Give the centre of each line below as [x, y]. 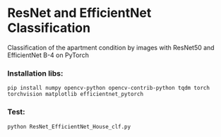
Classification [49, 28]
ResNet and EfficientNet [79, 13]
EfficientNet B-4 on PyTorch [48, 55]
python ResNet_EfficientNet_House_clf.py [69, 126]
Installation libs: [35, 73]
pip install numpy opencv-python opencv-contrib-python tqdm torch [109, 88]
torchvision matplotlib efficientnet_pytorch [75, 94]
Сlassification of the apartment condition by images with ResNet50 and [111, 47]
